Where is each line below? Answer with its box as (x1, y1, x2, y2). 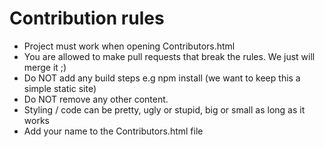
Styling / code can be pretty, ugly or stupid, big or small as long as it (23, 103, 306, 116)
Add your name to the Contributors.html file (23, 125, 204, 137)
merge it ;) (23, 61, 67, 73)
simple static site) (23, 82, 97, 94)
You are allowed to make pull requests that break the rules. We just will (23, 50, 316, 62)
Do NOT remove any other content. (23, 93, 169, 105)
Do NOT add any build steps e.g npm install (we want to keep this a (23, 72, 301, 84)
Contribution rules (9, 7, 165, 30)
